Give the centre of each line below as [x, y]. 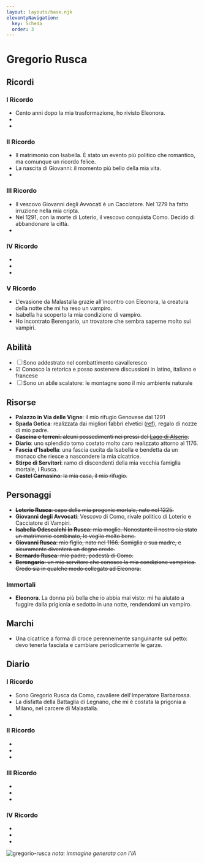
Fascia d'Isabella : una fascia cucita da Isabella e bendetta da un [96, 449]
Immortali [21, 584]
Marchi [20, 624]
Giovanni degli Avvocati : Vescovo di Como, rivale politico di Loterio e [103, 516]
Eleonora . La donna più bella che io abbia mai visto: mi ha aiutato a [100, 598]
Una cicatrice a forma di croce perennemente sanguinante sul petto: [101, 638]
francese [27, 376]
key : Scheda [27, 23]
